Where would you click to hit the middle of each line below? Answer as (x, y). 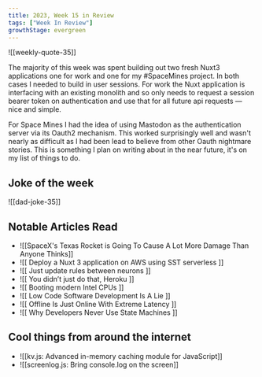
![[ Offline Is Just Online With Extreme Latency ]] (98, 304)
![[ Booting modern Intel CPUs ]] (72, 287)
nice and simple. (35, 109)
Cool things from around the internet (100, 337)
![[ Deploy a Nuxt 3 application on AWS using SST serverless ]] (122, 262)
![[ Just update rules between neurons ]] (85, 271)
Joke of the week (51, 183)
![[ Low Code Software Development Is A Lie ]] (95, 296)
